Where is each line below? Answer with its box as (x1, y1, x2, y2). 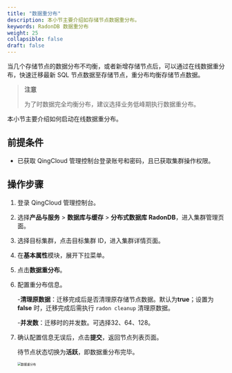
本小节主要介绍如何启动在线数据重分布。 (7, 115, 122, 123)
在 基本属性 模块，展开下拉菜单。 (17, 251, 108, 259)
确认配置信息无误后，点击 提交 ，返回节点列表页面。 (17, 333, 163, 341)
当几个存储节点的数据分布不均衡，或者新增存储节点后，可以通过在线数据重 (7, 62, 219, 70)
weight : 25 (7, 29, 39, 37)
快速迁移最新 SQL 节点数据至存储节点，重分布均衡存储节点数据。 (19, 70, 204, 79)
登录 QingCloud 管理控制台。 (17, 198, 100, 207)
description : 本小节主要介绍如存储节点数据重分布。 (7, 17, 140, 23)
